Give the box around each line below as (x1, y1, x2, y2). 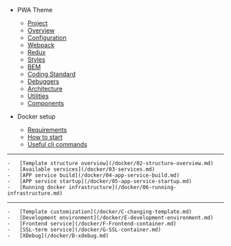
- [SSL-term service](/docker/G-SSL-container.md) (7, 226, 162, 233)
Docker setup (16, 112, 56, 121)
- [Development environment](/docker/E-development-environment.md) (7, 214, 214, 221)
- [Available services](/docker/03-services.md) (7, 166, 155, 173)
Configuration (27, 34, 67, 42)
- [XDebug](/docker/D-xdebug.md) (7, 232, 109, 239)
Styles (27, 56, 46, 64)
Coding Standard (27, 70, 76, 78)
